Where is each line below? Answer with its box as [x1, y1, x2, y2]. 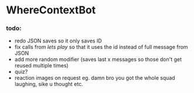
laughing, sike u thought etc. [14, 81, 84, 88]
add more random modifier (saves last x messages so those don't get [14, 56, 182, 63]
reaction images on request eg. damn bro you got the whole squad [14, 74, 175, 81]
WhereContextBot [6, 3, 96, 17]
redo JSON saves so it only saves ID [14, 37, 102, 44]
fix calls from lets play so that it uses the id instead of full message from [14, 44, 188, 51]
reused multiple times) [14, 62, 69, 69]
